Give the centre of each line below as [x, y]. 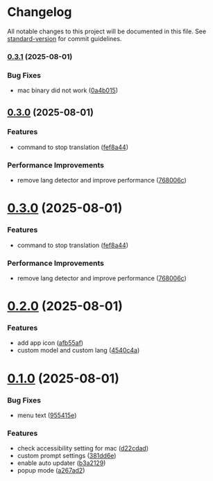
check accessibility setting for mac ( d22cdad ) [83, 448]
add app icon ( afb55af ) [50, 343]
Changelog [40, 12]
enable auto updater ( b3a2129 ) [61, 463]
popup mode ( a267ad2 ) [51, 471]
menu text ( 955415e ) [47, 415]
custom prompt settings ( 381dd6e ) [67, 456]
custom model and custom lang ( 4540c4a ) [78, 351]
